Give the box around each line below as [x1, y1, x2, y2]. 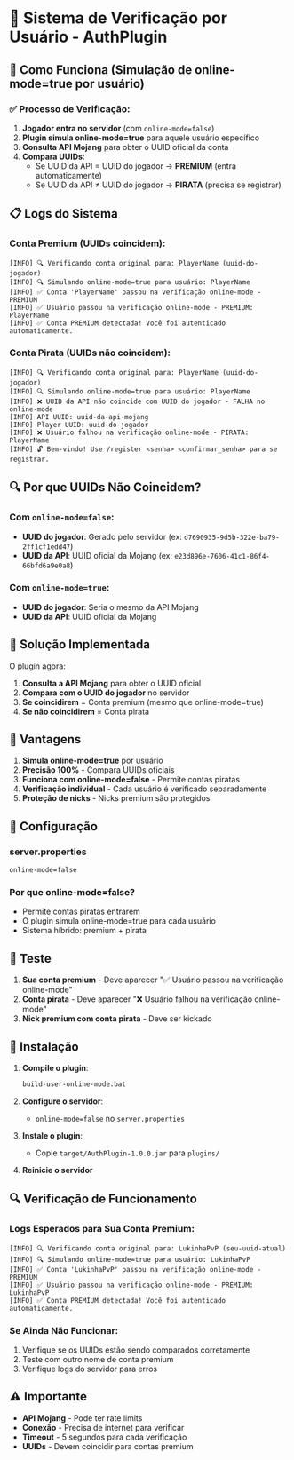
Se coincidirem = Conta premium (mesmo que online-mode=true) [21, 696, 265, 707]
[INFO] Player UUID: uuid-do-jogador [9, 420, 149, 429]
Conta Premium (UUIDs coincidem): [9, 237, 166, 250]
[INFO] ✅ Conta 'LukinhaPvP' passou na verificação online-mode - [9, 1265, 262, 1274]
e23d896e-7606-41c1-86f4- [174, 551, 271, 560]
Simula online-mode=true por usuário [21, 755, 164, 766]
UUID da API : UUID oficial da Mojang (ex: [21, 550, 173, 560]
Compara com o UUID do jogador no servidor [21, 687, 190, 698]
